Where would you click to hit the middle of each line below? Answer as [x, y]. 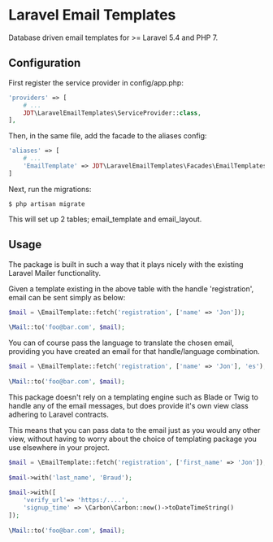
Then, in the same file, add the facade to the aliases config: [108, 136]
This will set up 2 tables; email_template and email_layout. [105, 219]
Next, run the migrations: [50, 189]
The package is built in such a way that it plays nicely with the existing [126, 264]
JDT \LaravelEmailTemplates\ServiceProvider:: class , [112, 113]
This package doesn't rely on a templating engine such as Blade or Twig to [133, 397]
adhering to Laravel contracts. [59, 414]
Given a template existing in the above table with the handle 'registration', [131, 288]
